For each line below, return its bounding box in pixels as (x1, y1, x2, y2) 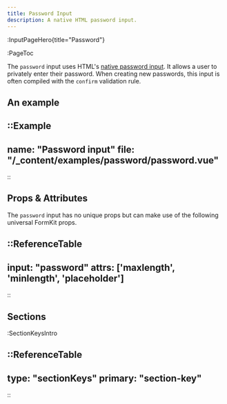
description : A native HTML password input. (7, 17, 137, 23)
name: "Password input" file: (7, 143, 135, 155)
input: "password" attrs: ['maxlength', (7, 261, 175, 273)
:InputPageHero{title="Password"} (7, 35, 106, 43)
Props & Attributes (7, 192, 88, 204)
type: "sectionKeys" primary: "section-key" (7, 372, 202, 384)
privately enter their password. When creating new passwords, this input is (7, 70, 220, 78)
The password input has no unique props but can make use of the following (7, 211, 219, 219)
